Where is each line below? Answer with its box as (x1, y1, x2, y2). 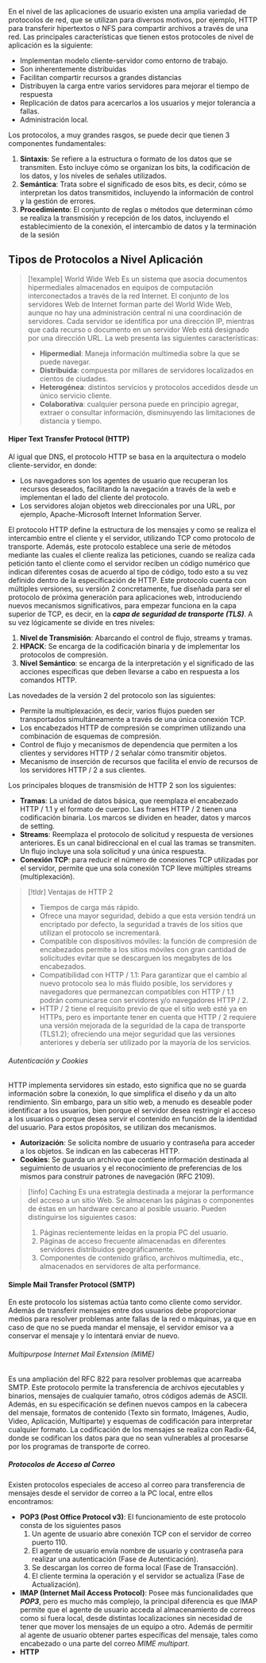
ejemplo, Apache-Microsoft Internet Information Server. (19, 510, 202, 519)
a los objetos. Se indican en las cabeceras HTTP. (19, 1147, 180, 1156)
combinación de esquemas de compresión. (19, 731, 161, 741)
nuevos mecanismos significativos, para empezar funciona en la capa (8, 601, 237, 611)
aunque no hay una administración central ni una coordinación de (27, 307, 242, 317)
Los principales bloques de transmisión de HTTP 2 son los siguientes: (8, 781, 237, 790)
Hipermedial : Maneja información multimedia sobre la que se (39, 349, 241, 358)
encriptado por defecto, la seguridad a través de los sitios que (39, 920, 244, 929)
